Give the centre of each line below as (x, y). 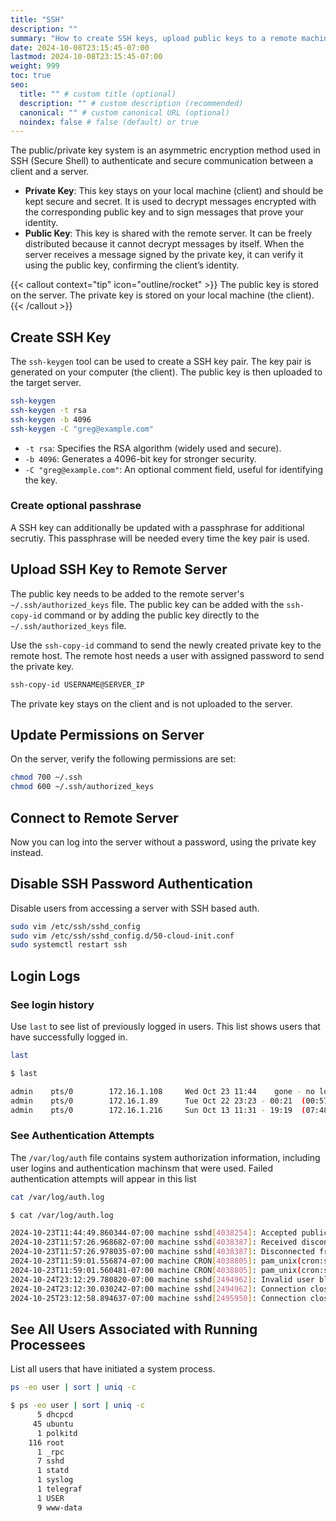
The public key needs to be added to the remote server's (127, 593)
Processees (48, 1344)
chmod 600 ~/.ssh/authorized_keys (82, 787)
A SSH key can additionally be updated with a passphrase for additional (157, 527)
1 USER (50, 1498)
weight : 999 (35, 66)
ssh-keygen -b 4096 (51, 419)
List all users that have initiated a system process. (113, 1369)
